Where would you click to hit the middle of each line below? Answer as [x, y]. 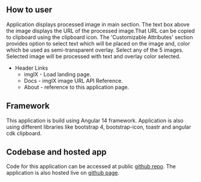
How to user [29, 10]
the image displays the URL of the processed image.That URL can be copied [100, 31]
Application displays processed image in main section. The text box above [98, 24]
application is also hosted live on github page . [63, 173]
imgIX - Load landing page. [57, 74]
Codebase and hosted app [56, 152]
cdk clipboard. [24, 133]
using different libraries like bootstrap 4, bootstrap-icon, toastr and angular [99, 127]
